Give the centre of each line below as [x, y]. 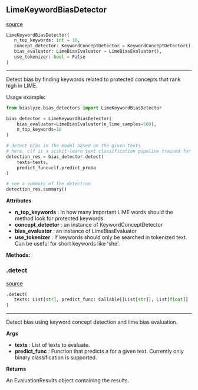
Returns [16, 369]
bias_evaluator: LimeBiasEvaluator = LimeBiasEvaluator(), [88, 51]
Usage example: [26, 97]
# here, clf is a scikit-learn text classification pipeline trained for [99, 152]
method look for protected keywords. [60, 218]
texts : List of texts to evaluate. [52, 345]
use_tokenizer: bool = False [49, 57]
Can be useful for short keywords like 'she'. [67, 244]
